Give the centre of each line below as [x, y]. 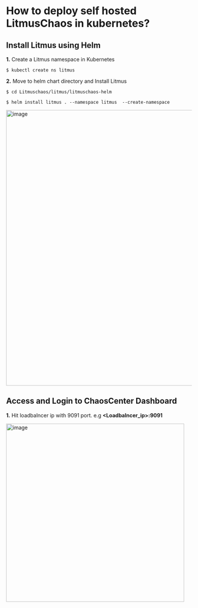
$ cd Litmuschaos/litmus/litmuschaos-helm [59, 92]
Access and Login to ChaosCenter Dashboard [92, 401]
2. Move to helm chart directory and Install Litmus [67, 81]
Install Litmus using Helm [54, 45]
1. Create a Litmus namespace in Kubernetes [60, 59]
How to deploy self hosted [71, 11]
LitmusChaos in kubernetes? [78, 23]
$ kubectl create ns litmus [41, 70]
